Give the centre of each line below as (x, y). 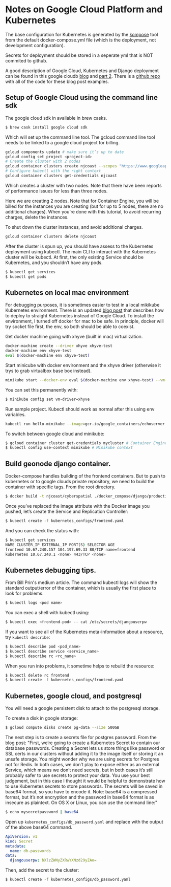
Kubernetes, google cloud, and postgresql (73, 696)
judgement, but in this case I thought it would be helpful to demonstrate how (85, 781)
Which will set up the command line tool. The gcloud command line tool (80, 137)
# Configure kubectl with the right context (53, 171)
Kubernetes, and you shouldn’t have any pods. (54, 263)
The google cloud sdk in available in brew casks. (56, 118)
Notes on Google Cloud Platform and (84, 9)
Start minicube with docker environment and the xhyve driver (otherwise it (83, 365)
